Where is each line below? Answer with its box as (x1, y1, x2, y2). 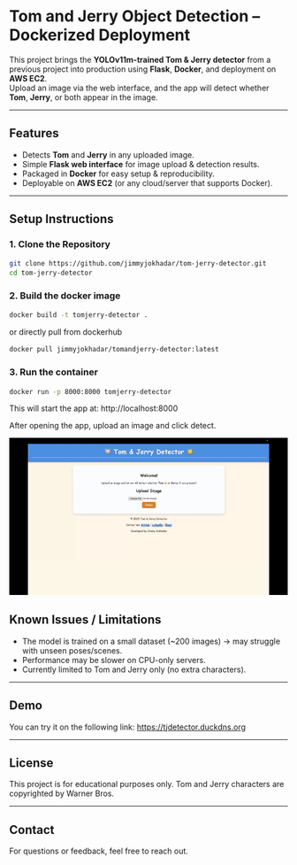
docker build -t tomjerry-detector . (9, 311, 148, 320)
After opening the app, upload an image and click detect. (9, 421, 217, 431)
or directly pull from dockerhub (9, 327, 123, 337)
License (9, 755, 54, 770)
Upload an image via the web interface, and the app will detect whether (9, 82, 270, 93)
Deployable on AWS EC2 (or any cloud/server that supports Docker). (21, 177, 273, 188)
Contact (9, 822, 55, 838)
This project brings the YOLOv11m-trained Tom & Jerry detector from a (9, 54, 271, 65)
